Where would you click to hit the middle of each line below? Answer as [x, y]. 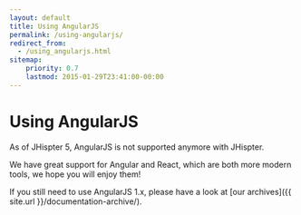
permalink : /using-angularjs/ [67, 34]
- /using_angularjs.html [64, 52]
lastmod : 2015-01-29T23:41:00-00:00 [95, 77]
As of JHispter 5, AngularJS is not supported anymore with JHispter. [137, 147]
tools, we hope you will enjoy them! [75, 174]
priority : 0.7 [52, 69]
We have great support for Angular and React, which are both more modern [150, 164]
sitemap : [26, 60]
